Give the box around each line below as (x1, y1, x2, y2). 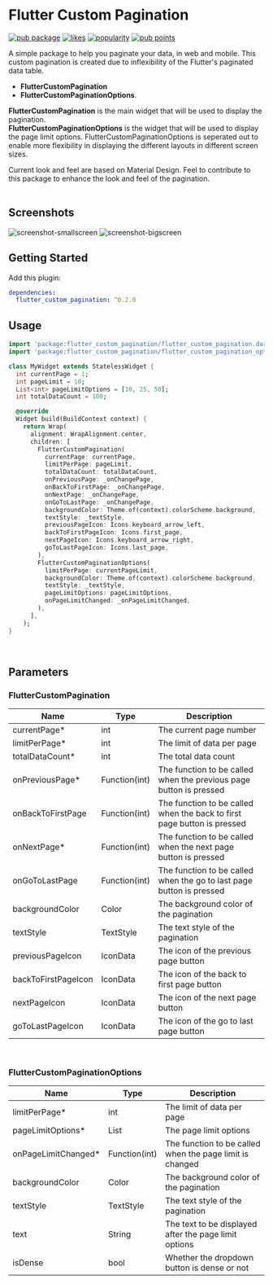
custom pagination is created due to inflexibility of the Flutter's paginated (8, 57, 253, 67)
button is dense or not (165, 1262, 249, 1273)
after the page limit (165, 1229, 237, 1240)
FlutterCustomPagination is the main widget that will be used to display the (8, 106, 262, 116)
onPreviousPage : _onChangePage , (44, 475, 154, 484)
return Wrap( (23, 423, 67, 431)
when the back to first (158, 808, 242, 819)
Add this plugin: (8, 273, 61, 283)
